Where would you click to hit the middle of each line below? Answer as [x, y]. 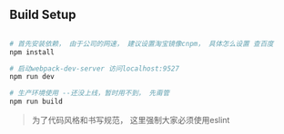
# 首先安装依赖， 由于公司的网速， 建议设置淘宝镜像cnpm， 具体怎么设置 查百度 [142, 43]
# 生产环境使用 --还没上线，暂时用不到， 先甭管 [90, 93]
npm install [32, 52]
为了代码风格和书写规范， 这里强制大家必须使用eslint [131, 120]
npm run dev [32, 77]
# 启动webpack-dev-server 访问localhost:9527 [95, 68]
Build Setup [43, 15]
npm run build [36, 102]
